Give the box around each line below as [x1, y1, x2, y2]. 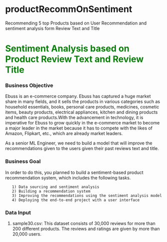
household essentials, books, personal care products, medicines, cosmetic [5, 104, 159, 110]
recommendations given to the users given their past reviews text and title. [5, 145, 159, 151]
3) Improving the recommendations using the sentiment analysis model [11, 193, 162, 198]
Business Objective [5, 82, 53, 89]
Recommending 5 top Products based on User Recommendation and [5, 20, 147, 26]
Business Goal [5, 158, 41, 165]
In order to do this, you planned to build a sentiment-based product [5, 169, 143, 175]
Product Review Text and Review [5, 53, 144, 65]
